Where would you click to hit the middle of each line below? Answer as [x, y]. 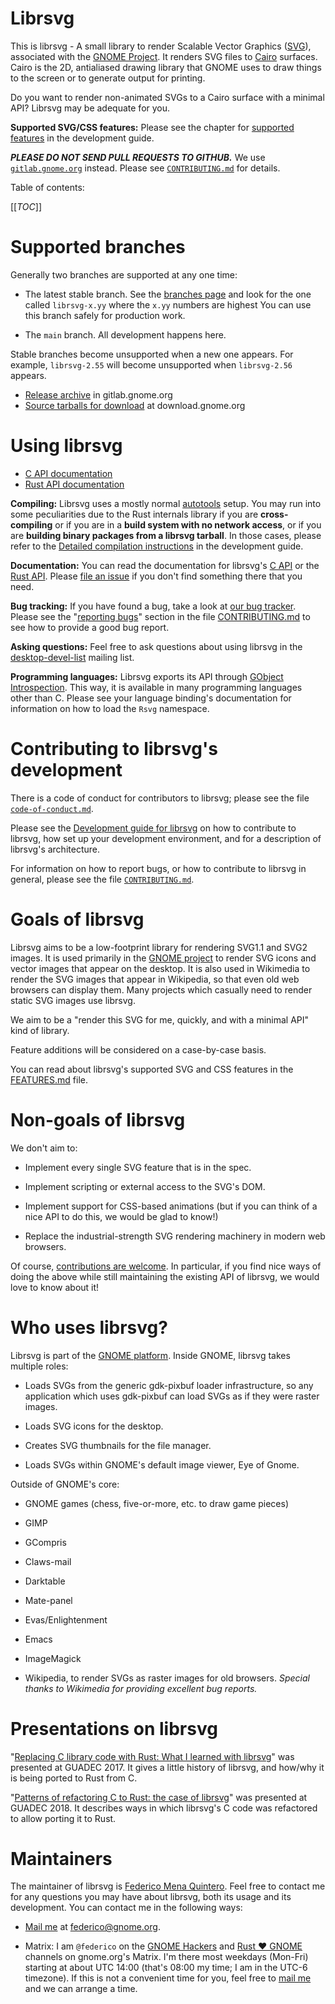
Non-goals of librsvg [98, 1119]
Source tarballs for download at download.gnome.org [135, 405]
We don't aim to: [44, 1148]
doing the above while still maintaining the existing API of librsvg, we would [165, 1276]
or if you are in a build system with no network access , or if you [188, 524]
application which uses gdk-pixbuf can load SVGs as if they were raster [172, 1396]
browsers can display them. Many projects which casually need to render [161, 989]
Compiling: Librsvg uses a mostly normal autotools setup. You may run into [166, 503]
